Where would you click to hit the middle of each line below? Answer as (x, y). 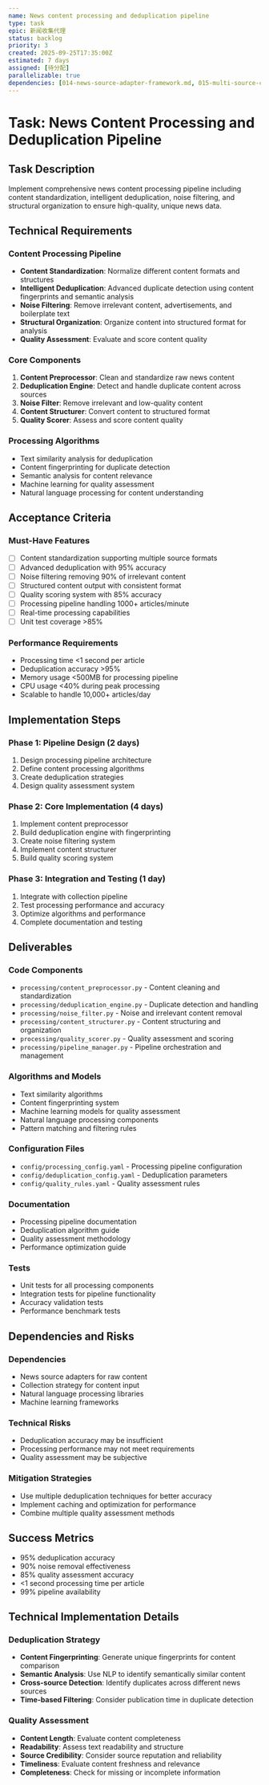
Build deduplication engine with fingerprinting (95, 832)
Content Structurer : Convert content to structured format (115, 412)
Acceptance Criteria (60, 518)
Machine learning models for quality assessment (100, 1111)
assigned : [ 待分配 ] (39, 68)
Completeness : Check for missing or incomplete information (120, 1772)
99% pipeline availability (60, 1592)
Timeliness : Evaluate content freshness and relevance (110, 1763)
